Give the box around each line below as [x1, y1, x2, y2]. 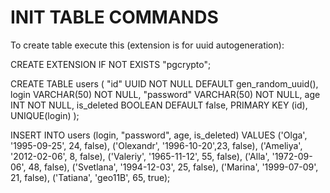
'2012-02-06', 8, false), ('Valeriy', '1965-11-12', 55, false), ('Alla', [10, 150, 270, 162]
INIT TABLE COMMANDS [10, 6, 219, 29]
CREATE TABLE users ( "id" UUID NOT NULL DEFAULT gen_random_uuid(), [10, 77, 319, 90]
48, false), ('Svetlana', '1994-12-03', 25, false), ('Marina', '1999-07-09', [28, 161, 319, 173]
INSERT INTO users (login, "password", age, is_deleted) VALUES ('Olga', [10, 129, 308, 141]
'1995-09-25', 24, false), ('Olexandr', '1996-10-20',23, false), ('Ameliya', [10, 139, 303, 151]
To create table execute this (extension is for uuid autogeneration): [10, 39, 285, 51]
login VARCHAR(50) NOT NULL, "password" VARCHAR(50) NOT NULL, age [10, 88, 321, 100]
